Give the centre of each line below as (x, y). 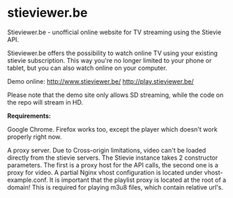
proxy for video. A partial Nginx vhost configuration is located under (105, 172)
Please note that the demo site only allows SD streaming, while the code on (115, 95)
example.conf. (28, 180)
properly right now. (35, 137)
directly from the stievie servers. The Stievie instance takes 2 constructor (113, 158)
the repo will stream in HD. (45, 102)
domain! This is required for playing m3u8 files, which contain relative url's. (115, 187)
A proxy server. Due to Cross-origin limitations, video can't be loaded (107, 150)
